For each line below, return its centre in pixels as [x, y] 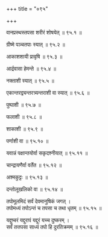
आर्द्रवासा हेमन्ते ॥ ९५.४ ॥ [31, 68]
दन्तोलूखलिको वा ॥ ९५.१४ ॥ [35, 189]
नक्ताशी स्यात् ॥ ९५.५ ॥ [30, 81]
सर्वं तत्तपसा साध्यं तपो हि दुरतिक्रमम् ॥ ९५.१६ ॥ [52, 227]
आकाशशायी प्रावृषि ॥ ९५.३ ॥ [34, 56]
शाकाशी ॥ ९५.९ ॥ [25, 129]
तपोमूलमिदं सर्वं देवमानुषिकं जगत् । [39, 201]
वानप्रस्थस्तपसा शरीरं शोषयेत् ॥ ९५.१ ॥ [44, 32]
